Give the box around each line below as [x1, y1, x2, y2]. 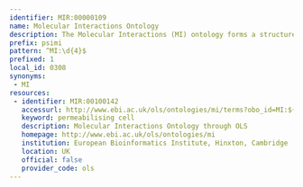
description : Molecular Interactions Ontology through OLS [21, 122, 248, 131]
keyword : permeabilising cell [21, 113, 135, 122]
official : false [21, 155, 83, 165]
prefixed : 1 [9, 55, 54, 64]
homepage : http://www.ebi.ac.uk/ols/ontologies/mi [21, 130, 216, 139]
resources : [9, 88, 50, 97]
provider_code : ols [21, 164, 95, 173]
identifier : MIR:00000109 [9, 13, 106, 22]
